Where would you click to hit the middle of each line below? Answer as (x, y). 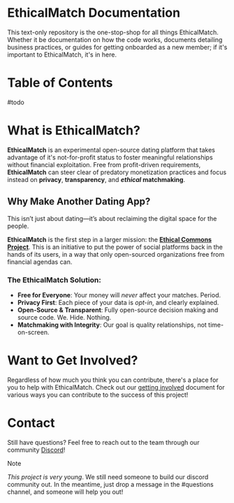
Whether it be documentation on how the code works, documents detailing (115, 39)
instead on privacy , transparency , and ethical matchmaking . (96, 179)
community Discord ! (36, 450)
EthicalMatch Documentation (94, 13)
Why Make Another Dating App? (79, 202)
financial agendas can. (40, 262)
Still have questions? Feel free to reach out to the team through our (103, 442)
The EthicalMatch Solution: (54, 280)
